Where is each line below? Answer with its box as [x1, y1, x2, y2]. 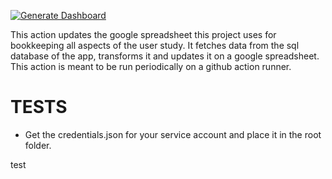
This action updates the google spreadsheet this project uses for [10, 29, 277, 40]
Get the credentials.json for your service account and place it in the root [24, 128, 322, 140]
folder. [24, 139, 52, 151]
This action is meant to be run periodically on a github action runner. [10, 61, 292, 72]
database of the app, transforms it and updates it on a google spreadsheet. [10, 50, 320, 62]
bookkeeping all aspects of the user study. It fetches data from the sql [10, 40, 300, 51]
